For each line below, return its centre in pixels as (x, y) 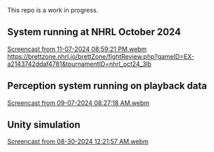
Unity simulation (44, 125)
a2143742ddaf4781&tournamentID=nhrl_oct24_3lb (79, 64)
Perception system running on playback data (107, 86)
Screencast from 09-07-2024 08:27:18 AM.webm (78, 103)
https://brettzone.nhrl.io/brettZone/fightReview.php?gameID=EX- (101, 56)
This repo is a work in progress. (53, 10)
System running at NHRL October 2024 (94, 32)
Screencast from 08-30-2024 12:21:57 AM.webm (78, 141)
